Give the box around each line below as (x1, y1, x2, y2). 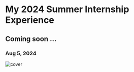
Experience (5, 14, 54, 26)
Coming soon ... (5, 34, 57, 43)
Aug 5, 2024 (5, 50, 37, 57)
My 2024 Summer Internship (5, 4, 129, 15)
